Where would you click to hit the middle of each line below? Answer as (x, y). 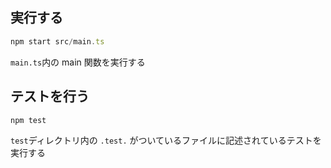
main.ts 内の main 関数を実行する (78, 62)
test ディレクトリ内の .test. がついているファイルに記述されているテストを (166, 140)
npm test (28, 120)
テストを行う (50, 96)
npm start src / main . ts (57, 41)
